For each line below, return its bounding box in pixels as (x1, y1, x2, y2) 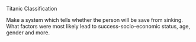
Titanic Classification (6, 5, 57, 12)
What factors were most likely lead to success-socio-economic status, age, (6, 23, 191, 30)
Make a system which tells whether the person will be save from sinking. (6, 17, 184, 23)
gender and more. (6, 29, 50, 36)
